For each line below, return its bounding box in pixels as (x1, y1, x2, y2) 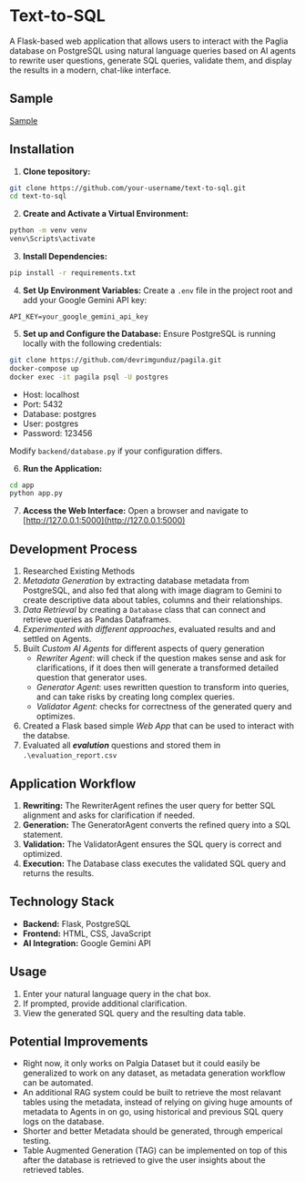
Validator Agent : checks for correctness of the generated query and (36, 701, 292, 712)
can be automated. (22, 1077, 94, 1088)
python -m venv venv (9, 226, 88, 235)
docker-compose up (9, 363, 79, 373)
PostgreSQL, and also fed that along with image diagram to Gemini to (22, 585, 282, 596)
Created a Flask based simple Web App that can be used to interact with (22, 720, 294, 731)
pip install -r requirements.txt (9, 269, 137, 278)
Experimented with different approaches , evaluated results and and (22, 624, 276, 635)
